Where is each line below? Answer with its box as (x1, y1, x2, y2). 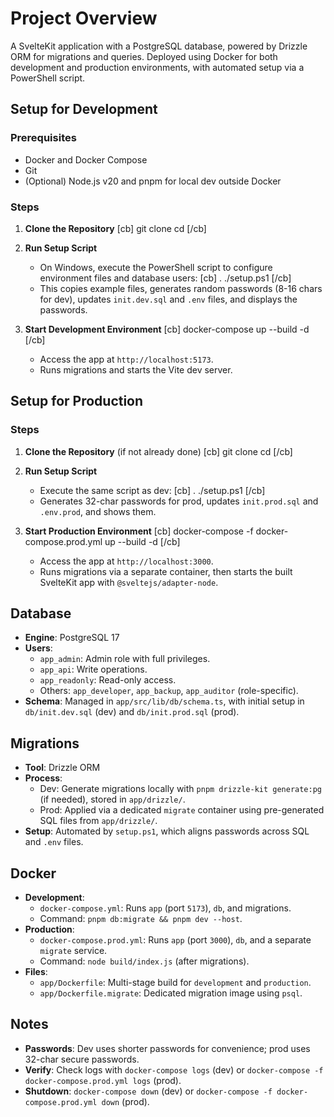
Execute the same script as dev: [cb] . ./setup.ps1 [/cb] (39, 484, 266, 496)
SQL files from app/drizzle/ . (39, 815, 158, 827)
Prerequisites (10, 131, 77, 145)
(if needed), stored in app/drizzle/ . (39, 793, 186, 806)
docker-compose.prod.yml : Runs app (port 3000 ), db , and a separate (39, 934, 312, 946)
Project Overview (10, 7, 158, 30)
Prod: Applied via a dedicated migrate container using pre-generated (39, 804, 325, 816)
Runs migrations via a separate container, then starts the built (39, 565, 293, 577)
